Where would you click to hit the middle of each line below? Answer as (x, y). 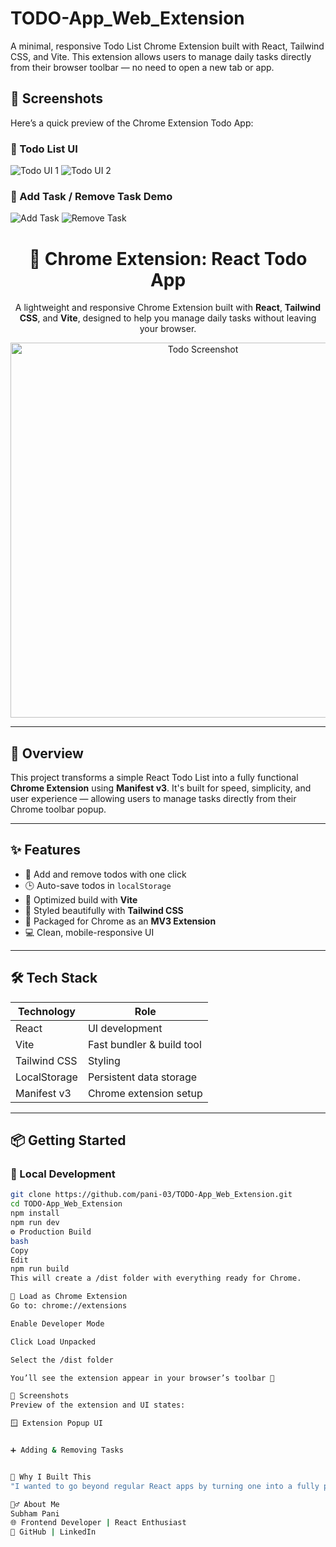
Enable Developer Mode (57, 1323)
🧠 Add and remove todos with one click (105, 874)
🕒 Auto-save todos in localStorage (98, 885)
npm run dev (35, 1223)
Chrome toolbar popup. (58, 809)
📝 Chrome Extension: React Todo (168, 258)
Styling (104, 1060)
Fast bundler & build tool (144, 1044)
